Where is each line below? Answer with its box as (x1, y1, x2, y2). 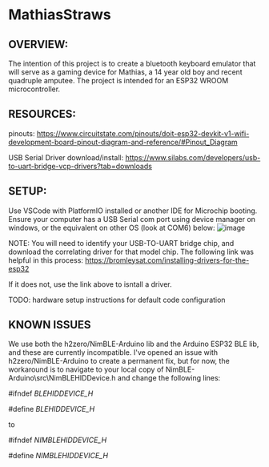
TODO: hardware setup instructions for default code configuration (8, 295, 226, 304)
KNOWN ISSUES (8, 318, 91, 332)
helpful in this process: (8, 255, 84, 265)
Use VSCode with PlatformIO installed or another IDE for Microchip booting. (8, 206, 258, 215)
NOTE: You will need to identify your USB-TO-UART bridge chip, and (8, 238, 235, 248)
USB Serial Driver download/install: (8, 152, 124, 162)
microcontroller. (8, 84, 61, 94)
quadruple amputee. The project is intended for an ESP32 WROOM (8, 76, 229, 85)
